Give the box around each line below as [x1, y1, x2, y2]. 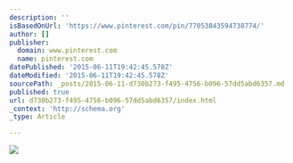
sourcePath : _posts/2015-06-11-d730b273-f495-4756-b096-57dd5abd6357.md [9, 79, 285, 88]
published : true [9, 87, 69, 96]
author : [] [9, 29, 50, 38]
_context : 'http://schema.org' [9, 104, 126, 113]
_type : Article [9, 112, 66, 121]
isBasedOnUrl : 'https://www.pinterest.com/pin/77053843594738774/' [9, 21, 265, 30]
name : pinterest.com [17, 54, 94, 63]
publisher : [9, 37, 50, 47]
